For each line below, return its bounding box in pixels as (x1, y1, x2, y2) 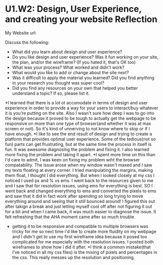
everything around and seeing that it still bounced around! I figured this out (5, 198, 155, 204)
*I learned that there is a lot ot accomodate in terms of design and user (5, 100, 148, 105)
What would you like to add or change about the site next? (12, 69, 129, 75)
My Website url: (5, 30, 36, 36)
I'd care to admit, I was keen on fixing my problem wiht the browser (5, 157, 140, 163)
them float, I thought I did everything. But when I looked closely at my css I (5, 172, 155, 178)
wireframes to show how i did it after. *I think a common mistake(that (12, 244, 151, 250)
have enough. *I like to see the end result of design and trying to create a (5, 131, 152, 137)
